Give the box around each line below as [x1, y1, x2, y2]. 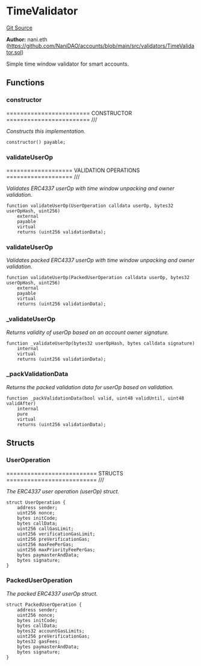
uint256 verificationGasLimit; [17, 531, 96, 537]
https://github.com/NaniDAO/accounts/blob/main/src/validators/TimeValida [8, 42, 194, 49]
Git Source [6, 24, 33, 31]
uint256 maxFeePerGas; [17, 541, 74, 547]
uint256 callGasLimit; [17, 525, 74, 532]
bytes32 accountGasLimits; [17, 627, 85, 634]
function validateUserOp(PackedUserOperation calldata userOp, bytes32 [6, 275, 190, 281]
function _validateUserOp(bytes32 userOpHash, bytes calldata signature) [6, 340, 196, 347]
